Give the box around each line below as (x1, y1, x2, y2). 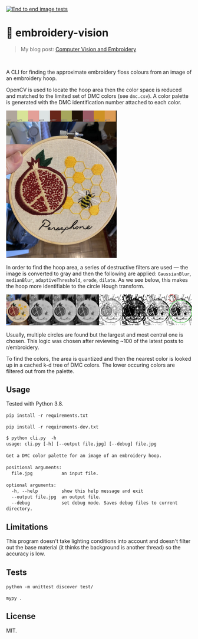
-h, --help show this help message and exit (11, 488, 144, 495)
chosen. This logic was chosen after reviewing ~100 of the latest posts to (6, 337, 184, 344)
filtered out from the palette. (6, 367, 75, 374)
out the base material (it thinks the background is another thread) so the (6, 544, 181, 551)
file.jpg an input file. (11, 470, 99, 477)
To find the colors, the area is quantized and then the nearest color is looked (6, 355, 192, 362)
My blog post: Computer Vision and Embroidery (20, 45, 137, 52)
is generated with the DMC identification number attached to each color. (6, 98, 181, 106)
